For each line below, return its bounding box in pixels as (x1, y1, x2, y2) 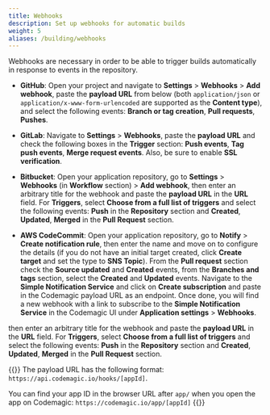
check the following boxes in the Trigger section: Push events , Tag (19, 139, 244, 149)
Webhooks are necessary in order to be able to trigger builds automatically (8, 57, 256, 66)
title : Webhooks (8, 11, 63, 20)
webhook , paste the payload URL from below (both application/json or (19, 90, 260, 99)
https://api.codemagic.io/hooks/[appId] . (8, 373, 148, 384)
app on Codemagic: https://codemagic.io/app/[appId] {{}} (8, 397, 206, 408)
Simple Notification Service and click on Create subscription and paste (19, 282, 262, 291)
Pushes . (19, 115, 48, 125)
